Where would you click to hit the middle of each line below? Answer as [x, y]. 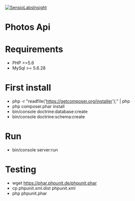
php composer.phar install [38, 107]
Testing [21, 170]
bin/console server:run [35, 150]
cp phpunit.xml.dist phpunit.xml [44, 188]
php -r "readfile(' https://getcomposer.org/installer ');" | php [71, 101]
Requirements [34, 49]
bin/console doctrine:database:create [50, 111]
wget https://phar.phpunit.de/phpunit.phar [54, 183]
